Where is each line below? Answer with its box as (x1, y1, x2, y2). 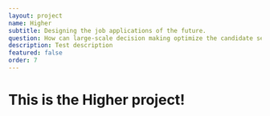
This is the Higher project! (8, 91, 186, 109)
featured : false (8, 49, 63, 57)
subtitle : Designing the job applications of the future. (8, 26, 207, 34)
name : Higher (8, 19, 52, 27)
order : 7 (8, 57, 38, 65)
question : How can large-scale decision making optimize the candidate (8, 34, 253, 42)
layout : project (8, 11, 63, 20)
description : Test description (8, 42, 113, 50)
